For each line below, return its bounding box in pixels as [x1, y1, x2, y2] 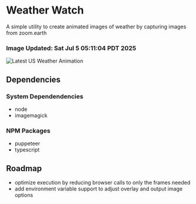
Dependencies [6, 74, 61, 84]
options [14, 192, 34, 199]
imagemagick [14, 111, 48, 119]
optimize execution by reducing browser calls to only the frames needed [14, 179, 191, 186]
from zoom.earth [6, 29, 47, 36]
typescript [14, 146, 40, 153]
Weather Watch [6, 4, 84, 17]
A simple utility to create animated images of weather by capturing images [6, 23, 187, 30]
